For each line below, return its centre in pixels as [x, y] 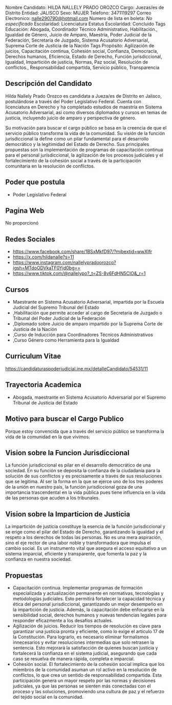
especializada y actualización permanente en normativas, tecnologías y [88, 593]
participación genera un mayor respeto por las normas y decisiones [84, 680]
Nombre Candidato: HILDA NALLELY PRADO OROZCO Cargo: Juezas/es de [85, 7]
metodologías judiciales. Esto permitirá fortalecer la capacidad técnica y [89, 599]
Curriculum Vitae [33, 356]
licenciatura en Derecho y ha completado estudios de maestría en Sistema [84, 107]
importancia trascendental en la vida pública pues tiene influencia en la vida [85, 492]
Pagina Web [25, 211]
